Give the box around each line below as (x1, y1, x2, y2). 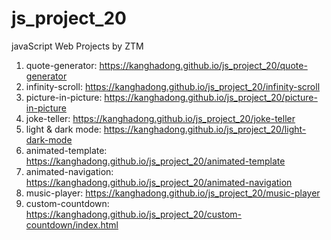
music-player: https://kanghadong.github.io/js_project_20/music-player (25, 187, 321, 199)
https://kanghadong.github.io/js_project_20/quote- (99, 59, 308, 71)
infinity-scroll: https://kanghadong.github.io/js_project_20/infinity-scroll (25, 80, 321, 92)
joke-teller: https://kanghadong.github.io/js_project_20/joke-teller (25, 112, 296, 124)
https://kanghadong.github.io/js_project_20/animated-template (25, 155, 286, 167)
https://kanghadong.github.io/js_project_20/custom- (25, 208, 243, 220)
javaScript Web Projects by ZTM (11, 40, 144, 52)
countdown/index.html (25, 218, 119, 231)
